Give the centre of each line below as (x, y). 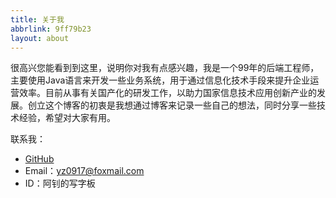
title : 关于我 (37, 19)
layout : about (40, 38)
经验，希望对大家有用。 (67, 118)
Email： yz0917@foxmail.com (84, 171)
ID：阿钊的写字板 (60, 183)
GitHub (39, 159)
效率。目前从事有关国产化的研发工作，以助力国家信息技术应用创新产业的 (167, 93)
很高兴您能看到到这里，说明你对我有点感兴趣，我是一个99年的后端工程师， (165, 68)
